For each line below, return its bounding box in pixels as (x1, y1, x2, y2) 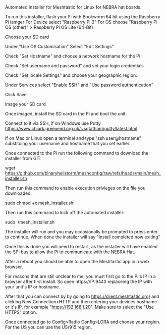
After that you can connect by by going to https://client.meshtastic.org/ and (5, 293, 160, 299)
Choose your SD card (5, 34, 49, 40)
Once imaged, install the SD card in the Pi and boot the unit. (5, 111, 127, 116)
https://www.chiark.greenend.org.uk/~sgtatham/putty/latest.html (5, 126, 138, 131)
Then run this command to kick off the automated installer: (5, 210, 125, 215)
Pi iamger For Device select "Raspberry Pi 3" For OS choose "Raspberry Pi (5, 19, 158, 25)
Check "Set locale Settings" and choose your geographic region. (5, 72, 137, 78)
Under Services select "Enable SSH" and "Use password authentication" (5, 82, 154, 88)
